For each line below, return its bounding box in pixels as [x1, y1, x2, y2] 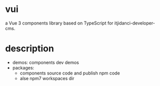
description [5, 43, 54, 54]
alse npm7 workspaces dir [19, 75, 74, 81]
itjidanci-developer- [114, 20, 155, 26]
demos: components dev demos [12, 59, 79, 65]
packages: [12, 64, 34, 70]
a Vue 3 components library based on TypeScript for [5, 20, 113, 26]
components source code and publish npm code [19, 70, 120, 76]
